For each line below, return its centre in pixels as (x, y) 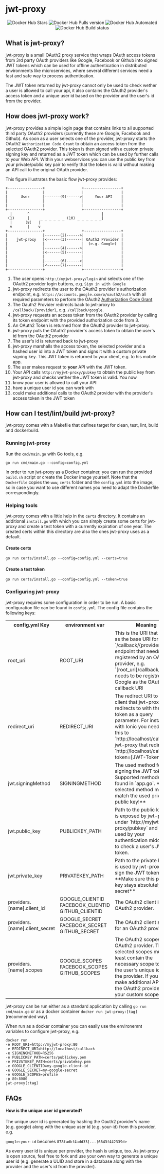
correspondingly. (23, 492)
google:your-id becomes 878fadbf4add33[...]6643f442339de (66, 1141)
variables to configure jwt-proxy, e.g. (43, 1032)
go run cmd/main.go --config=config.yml (47, 463)
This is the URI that (136, 633)
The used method (135, 765)
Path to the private (136, 860)
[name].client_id (27, 908)
